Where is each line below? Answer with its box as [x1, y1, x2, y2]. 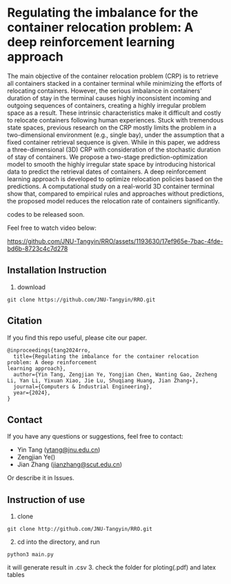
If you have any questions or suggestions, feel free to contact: [7, 432, 184, 441]
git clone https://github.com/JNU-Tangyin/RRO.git [7, 296, 156, 303]
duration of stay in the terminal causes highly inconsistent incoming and [7, 93, 212, 102]
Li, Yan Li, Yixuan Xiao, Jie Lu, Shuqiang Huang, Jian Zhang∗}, [7, 377, 199, 384]
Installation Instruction [7, 264, 107, 276]
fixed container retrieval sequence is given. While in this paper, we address [7, 138, 221, 146]
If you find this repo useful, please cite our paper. [7, 334, 147, 342]
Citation [7, 315, 43, 327]
